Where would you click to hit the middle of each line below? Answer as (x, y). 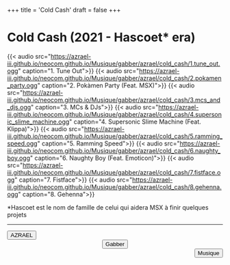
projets (17, 214)
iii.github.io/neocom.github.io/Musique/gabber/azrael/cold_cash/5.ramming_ (115, 136)
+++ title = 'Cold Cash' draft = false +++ (64, 10)
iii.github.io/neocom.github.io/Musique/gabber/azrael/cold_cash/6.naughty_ (114, 150)
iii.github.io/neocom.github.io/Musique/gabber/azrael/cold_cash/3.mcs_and (114, 100)
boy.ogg (19, 158)
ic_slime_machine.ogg (38, 122)
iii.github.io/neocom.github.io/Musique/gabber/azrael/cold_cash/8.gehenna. (114, 186)
